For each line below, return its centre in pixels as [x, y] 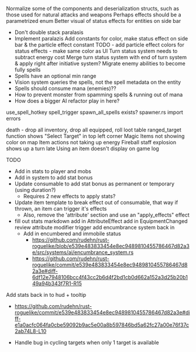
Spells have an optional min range [55, 76]
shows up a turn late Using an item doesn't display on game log [82, 148]
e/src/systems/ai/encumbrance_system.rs [83, 252]
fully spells [27, 70]
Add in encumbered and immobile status [72, 233]
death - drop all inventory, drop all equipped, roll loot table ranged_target [94, 130]
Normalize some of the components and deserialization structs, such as [93, 9]
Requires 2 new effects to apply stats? [69, 196]
